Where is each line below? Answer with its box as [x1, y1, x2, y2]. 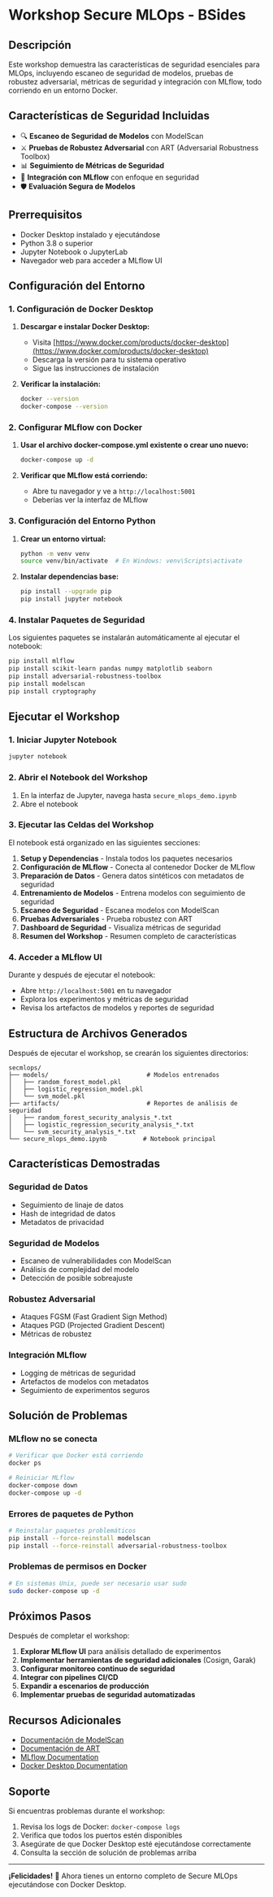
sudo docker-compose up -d [8, 1587, 100, 1595]
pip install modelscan [8, 679, 85, 688]
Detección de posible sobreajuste [19, 1273, 133, 1283]
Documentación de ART [19, 1743, 101, 1753]
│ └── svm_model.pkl [8, 1092, 85, 1100]
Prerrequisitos [8, 208, 83, 222]
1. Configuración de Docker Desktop [8, 303, 154, 315]
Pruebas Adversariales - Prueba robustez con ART [19, 914, 193, 923]
